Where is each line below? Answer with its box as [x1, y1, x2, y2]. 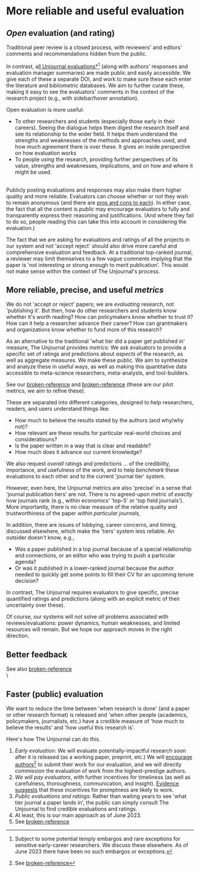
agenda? [14, 558, 37, 566]
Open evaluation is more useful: [6, 106, 85, 113]
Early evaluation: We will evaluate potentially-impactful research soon [14, 747, 186, 754]
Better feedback [6, 649, 67, 659]
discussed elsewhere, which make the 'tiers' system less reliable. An [6, 527, 174, 535]
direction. [6, 632, 30, 640]
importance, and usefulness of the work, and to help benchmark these [6, 466, 180, 474]
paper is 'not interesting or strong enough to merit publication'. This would [6, 261, 189, 268]
